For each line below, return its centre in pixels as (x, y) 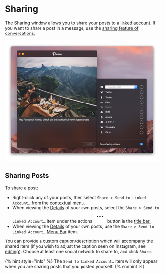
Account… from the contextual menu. (49, 203)
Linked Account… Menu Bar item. (45, 231)
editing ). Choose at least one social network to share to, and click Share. (79, 251)
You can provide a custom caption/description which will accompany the (79, 241)
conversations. (20, 33)
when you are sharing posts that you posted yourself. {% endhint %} (75, 266)
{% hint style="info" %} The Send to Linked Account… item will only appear (81, 261)
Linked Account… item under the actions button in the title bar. (81, 221)
